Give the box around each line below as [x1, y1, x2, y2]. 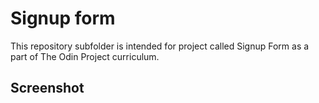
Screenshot [10, 80, 85, 97]
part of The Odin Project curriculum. [10, 50, 160, 62]
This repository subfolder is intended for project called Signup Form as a [10, 40, 310, 52]
